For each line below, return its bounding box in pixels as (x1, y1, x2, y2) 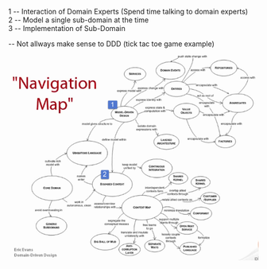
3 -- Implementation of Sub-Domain (8, 24, 126, 33)
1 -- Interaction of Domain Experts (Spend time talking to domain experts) (8, 7, 249, 16)
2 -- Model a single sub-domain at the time (8, 15, 149, 25)
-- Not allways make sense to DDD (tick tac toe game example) (8, 39, 215, 49)
